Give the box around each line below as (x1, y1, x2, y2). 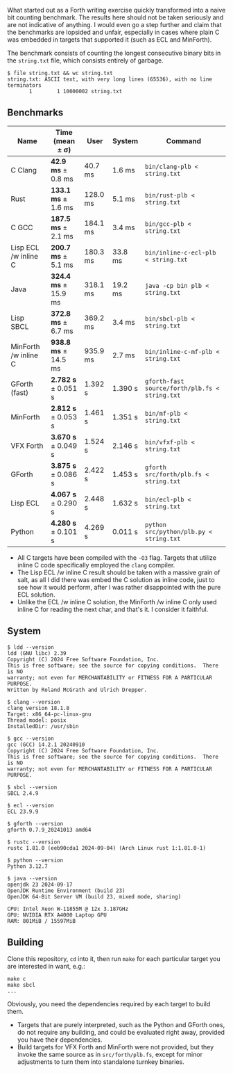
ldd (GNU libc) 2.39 (7, 650, 67, 656)
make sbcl (7, 982, 36, 989)
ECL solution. (17, 590, 55, 599)
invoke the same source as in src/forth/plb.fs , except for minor (17, 1050, 203, 1059)
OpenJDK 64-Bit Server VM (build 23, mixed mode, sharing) (7, 893, 182, 900)
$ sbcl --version (7, 784, 58, 791)
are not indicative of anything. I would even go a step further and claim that (7, 21, 222, 29)
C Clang (10, 165, 37, 175)
